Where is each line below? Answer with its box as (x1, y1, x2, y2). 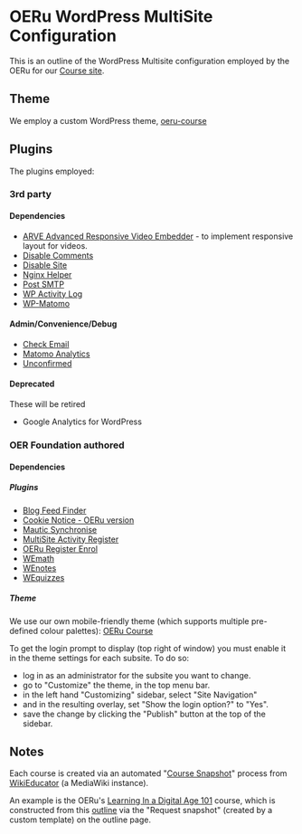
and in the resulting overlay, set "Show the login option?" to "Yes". (22, 698, 269, 709)
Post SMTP (22, 279, 65, 289)
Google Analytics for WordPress (22, 416, 143, 427)
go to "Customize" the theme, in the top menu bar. (22, 679, 211, 690)
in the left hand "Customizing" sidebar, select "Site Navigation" (22, 689, 258, 700)
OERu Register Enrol (22, 543, 98, 554)
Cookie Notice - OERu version (22, 514, 135, 526)
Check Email (22, 338, 70, 349)
